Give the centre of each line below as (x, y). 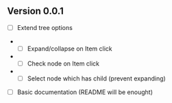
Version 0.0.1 (35, 11)
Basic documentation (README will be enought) (85, 92)
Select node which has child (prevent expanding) (96, 78)
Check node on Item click (63, 63)
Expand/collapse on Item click (70, 48)
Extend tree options (45, 27)
